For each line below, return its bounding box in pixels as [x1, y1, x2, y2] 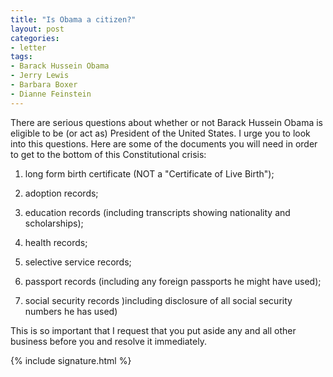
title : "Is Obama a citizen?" [10, 14, 137, 25]
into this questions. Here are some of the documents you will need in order [10, 137, 318, 150]
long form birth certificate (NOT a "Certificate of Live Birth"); [24, 167, 275, 180]
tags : [10, 52, 33, 62]
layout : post [10, 24, 65, 34]
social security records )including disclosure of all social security [24, 294, 293, 306]
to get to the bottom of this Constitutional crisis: [10, 148, 207, 160]
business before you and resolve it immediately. [10, 335, 207, 347]
